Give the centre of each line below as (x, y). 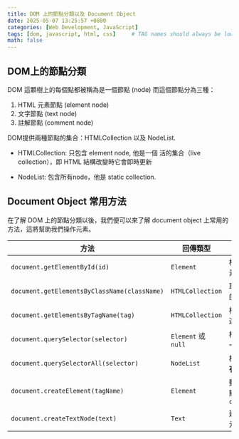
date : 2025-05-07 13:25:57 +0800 (57, 21)
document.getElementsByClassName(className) (87, 291)
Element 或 (188, 336)
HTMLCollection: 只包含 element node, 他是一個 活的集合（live (109, 153)
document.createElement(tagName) (68, 391)
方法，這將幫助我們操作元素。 (51, 229)
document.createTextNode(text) (64, 418)
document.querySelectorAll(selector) (75, 363)
